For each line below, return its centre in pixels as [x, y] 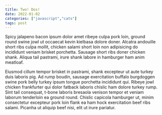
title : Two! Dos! [23, 9]
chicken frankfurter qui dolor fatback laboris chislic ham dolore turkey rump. [81, 87]
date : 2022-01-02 [23, 14]
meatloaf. [15, 62]
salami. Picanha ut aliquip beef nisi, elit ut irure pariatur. [60, 108]
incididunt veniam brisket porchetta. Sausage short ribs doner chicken [75, 52]
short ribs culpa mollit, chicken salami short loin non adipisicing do [72, 47]
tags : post [16, 23]
